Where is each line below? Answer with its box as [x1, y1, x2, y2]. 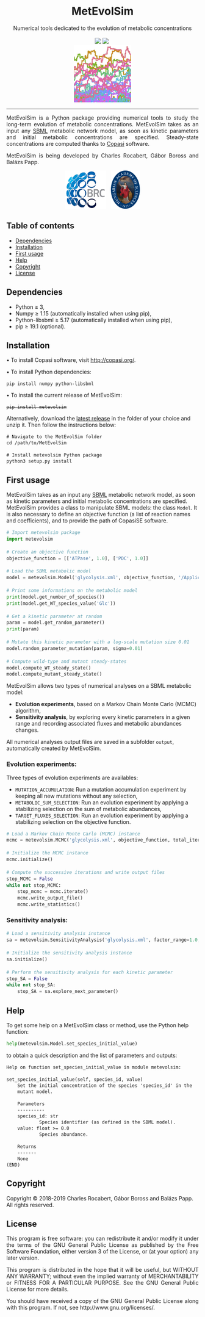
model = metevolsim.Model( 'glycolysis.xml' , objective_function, [6, 575, 176, 581]
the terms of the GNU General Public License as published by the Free [6, 1241, 199, 1249]
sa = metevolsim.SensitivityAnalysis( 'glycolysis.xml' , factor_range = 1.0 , [6, 937, 201, 944]
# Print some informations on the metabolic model [6, 588, 138, 594]
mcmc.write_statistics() [17, 901, 81, 907]
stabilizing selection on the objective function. [15, 818, 131, 825]
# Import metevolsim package [6, 530, 81, 536]
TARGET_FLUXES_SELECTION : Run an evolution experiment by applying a [15, 812, 189, 819]
